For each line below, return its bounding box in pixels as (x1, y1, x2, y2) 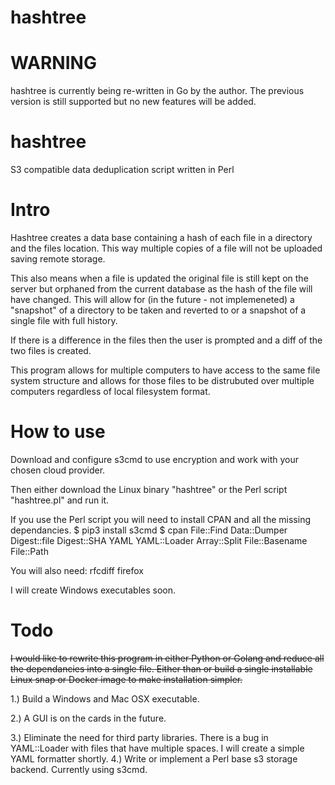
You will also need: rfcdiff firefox (10, 564, 144, 576)
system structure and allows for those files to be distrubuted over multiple (10, 375, 315, 386)
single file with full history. (10, 315, 118, 326)
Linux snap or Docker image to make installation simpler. (10, 673, 243, 685)
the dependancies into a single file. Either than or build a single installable (10, 662, 313, 675)
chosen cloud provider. (10, 464, 106, 476)
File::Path (10, 545, 49, 557)
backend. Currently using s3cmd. (10, 763, 148, 775)
